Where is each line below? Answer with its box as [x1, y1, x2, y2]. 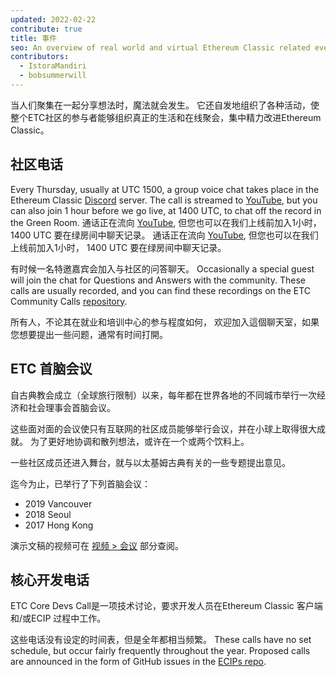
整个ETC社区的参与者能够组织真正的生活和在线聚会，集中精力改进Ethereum [10, 111, 322, 123]
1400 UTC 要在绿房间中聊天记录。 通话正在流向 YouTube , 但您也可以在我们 [10, 229, 319, 241]
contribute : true [10, 24, 83, 34]
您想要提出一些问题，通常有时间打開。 [10, 328, 168, 340]
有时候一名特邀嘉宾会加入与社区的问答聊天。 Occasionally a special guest [10, 262, 315, 275]
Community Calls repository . [10, 295, 128, 307]
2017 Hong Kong [24, 519, 94, 531]
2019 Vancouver [24, 497, 93, 510]
